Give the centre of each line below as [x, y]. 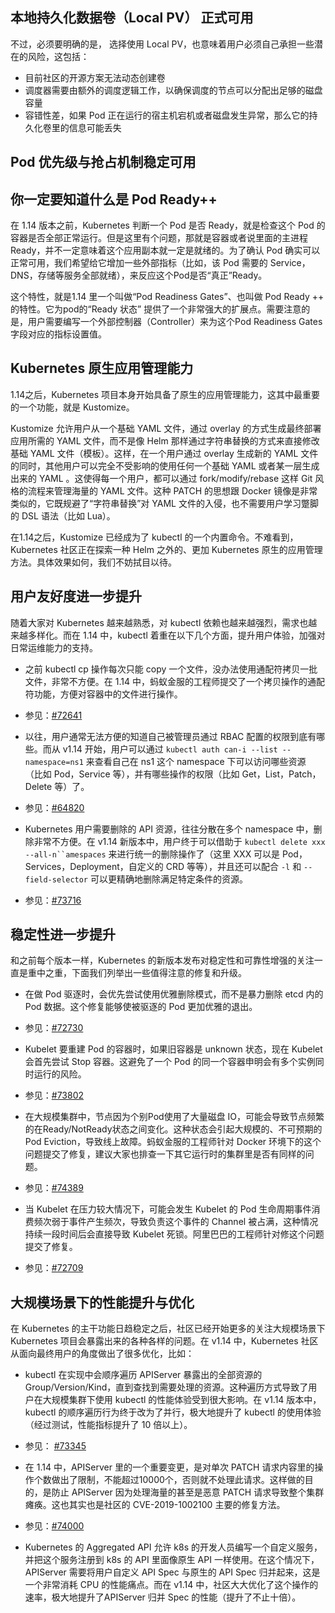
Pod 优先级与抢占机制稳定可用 [103, 162]
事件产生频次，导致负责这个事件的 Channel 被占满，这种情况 [193, 1222]
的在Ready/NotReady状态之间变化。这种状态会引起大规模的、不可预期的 [173, 1129]
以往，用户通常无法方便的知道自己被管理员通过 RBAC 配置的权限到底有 [170, 736]
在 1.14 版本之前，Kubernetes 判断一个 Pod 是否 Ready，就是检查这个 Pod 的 [168, 225]
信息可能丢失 [95, 127]
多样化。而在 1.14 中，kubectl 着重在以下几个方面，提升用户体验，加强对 [176, 635]
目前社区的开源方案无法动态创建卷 [95, 77]
